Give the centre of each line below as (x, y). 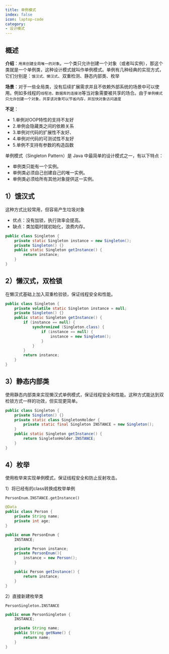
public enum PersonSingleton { (38, 614)
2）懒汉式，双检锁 (34, 281)
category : (16, 24)
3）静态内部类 (27, 382)
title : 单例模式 (21, 10)
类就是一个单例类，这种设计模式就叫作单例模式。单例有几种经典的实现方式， (84, 70)
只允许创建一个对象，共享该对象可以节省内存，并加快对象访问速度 (63, 99)
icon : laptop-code (24, 19)
